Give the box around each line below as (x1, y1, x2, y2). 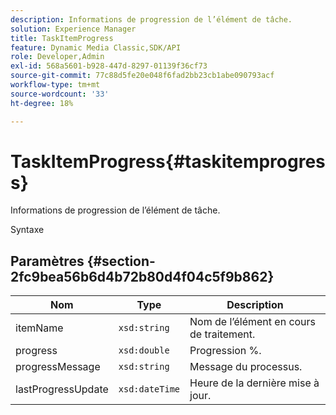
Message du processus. (189, 360, 303, 374)
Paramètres (10, 252, 85, 270)
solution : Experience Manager (10, 24, 137, 34)
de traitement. (189, 327, 256, 341)
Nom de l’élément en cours (189, 315, 317, 329)
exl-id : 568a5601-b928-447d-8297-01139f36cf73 (10, 61, 208, 71)
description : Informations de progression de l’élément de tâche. (10, 14, 293, 25)
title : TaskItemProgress (10, 33, 114, 43)
